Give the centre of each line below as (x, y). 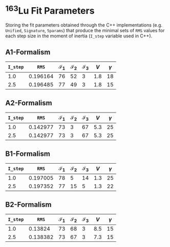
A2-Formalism (29, 103)
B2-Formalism (28, 204)
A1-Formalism (28, 52)
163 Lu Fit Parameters (50, 10)
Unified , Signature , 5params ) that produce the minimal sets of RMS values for (85, 31)
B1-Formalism (28, 154)
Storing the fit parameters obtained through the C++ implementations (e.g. (84, 25)
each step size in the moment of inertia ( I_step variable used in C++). (79, 36)
